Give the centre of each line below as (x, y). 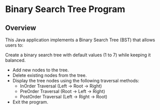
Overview (21, 28)
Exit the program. (30, 102)
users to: (14, 45)
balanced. (16, 60)
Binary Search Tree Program (65, 9)
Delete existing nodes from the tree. (49, 75)
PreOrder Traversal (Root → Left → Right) (62, 91)
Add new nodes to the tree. (41, 70)
